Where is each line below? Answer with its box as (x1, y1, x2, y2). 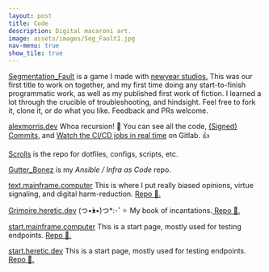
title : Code (8, 19, 48, 27)
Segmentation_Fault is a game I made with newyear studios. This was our (8, 72, 253, 81)
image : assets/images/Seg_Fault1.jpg (8, 34, 136, 43)
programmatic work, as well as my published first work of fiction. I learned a (8, 89, 262, 98)
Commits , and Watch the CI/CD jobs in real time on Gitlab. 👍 (8, 131, 210, 140)
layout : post (8, 11, 53, 20)
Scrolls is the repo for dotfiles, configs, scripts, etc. (8, 149, 179, 158)
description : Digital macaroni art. (8, 27, 132, 35)
